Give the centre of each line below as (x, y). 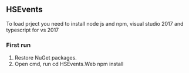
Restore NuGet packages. (46, 58)
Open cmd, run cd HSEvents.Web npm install (69, 64)
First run (18, 45)
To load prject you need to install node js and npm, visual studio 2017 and (95, 23)
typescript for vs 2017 (33, 30)
